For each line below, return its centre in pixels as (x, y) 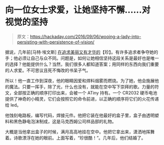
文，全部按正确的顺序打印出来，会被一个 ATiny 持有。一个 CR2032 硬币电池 (81, 92)
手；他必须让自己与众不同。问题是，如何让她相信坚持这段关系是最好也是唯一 (82, 58)
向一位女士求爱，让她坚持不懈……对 (78, 10)
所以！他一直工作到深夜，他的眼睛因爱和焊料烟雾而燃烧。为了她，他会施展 (80, 80)
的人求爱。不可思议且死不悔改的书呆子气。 (48, 70)
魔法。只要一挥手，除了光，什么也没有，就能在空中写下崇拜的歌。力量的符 (84, 87)
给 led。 (13, 105)
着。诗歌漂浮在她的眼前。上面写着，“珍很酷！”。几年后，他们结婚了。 (75, 138)
